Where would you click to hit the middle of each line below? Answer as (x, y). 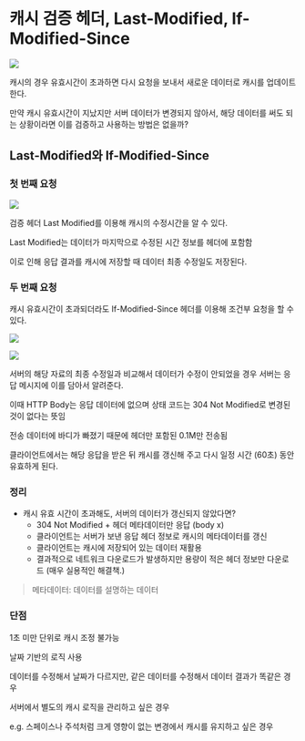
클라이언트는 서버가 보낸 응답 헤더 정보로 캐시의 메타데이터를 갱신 (152, 536)
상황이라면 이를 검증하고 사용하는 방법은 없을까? (104, 124)
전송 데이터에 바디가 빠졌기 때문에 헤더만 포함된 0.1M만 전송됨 (119, 435)
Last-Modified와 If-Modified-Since (109, 156)
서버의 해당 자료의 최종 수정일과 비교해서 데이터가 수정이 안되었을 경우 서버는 (146, 374)
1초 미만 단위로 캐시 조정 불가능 (65, 637)
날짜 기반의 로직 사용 (46, 656)
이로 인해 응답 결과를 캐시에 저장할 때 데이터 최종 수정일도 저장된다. (128, 262)
